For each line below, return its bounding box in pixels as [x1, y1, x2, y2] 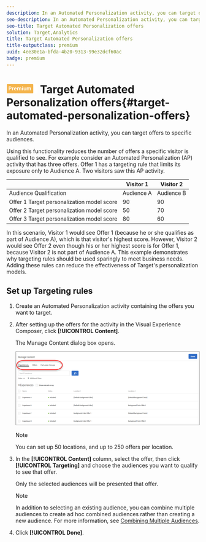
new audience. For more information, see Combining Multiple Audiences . [15, 517, 200, 524]
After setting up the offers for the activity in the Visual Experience [15, 320, 181, 328]
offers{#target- [90, 95, 170, 109]
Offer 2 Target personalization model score [9, 206, 118, 214]
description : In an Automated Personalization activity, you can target [6, 10, 196, 16]
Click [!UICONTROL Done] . [15, 528, 84, 536]
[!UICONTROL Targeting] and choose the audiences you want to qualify [15, 461, 198, 469]
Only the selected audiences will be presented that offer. [15, 480, 158, 487]
